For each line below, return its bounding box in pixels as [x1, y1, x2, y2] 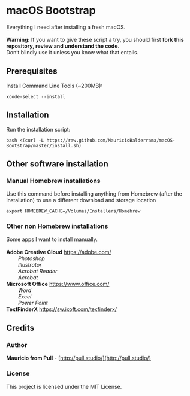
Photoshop [17, 255, 45, 262]
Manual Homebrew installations [6, 176, 101, 185]
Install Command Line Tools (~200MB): [6, 82, 103, 89]
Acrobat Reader [17, 267, 58, 275]
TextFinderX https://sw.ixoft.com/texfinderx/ [6, 306, 117, 313]
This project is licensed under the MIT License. [6, 383, 122, 390]
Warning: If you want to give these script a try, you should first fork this [6, 36, 184, 43]
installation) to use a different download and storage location [6, 197, 156, 204]
